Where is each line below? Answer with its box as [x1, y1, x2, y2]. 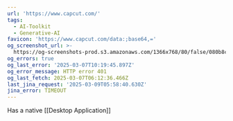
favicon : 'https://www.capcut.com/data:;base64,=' [7, 36, 157, 43]
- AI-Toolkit [13, 23, 51, 30]
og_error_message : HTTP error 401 [7, 68, 107, 75]
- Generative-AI [13, 29, 60, 37]
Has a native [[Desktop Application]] [7, 106, 111, 115]
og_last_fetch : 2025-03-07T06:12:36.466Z [7, 74, 129, 82]
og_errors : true [7, 55, 54, 62]
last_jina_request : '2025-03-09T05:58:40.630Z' [7, 81, 148, 88]
